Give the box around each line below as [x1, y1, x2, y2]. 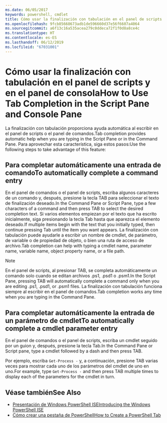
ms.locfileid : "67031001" [5, 44, 59, 49]
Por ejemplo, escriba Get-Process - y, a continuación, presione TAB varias [5, 358, 158, 364]
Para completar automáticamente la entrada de [5, 308, 155, 317]
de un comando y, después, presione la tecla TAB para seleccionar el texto [5, 195, 159, 201]
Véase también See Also [5, 388, 81, 396]
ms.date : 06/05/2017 [5, 7, 48, 12]
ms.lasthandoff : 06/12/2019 [5, 40, 64, 45]
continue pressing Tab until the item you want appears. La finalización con [5, 227, 158, 233]
